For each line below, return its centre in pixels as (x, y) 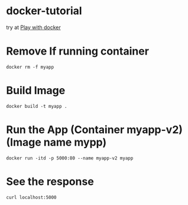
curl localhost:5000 (32, 197)
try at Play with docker (33, 27)
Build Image (36, 91)
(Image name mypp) (56, 142)
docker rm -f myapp (30, 67)
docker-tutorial (44, 11)
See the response (50, 181)
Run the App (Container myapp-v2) (95, 130)
